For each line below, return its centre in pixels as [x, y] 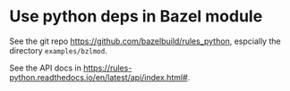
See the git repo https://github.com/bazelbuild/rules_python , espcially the [145, 41]
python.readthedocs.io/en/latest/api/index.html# [98, 77]
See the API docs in [46, 68]
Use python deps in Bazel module [136, 17]
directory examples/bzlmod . [58, 50]
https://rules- [108, 68]
